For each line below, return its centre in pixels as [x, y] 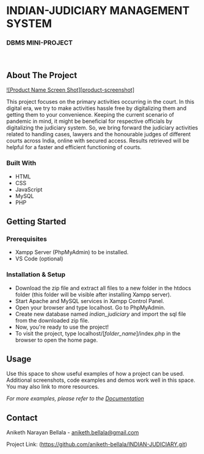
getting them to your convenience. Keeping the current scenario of [90, 115]
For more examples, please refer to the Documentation [75, 398]
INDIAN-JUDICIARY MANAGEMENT [98, 11]
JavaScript [29, 189]
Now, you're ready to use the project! [62, 327]
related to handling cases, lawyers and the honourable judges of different [99, 134]
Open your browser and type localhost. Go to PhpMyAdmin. [90, 307]
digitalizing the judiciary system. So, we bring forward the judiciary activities [102, 128]
